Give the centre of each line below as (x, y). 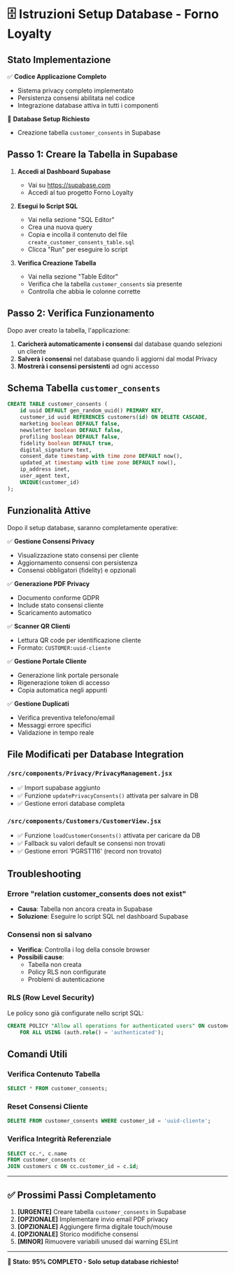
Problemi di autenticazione (66, 980)
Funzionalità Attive (49, 511)
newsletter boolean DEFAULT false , (72, 430)
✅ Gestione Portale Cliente (47, 661)
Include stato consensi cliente (60, 605)
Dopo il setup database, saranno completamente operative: (93, 527)
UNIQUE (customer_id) (50, 482)
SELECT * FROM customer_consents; (58, 1089)
